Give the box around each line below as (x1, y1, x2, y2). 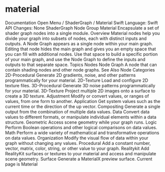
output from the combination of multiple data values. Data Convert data (5, 108, 150, 114)
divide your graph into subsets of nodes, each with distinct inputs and (5, 35, 147, 41)
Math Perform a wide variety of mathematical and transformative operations (5, 130, 160, 136)
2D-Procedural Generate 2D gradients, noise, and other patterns (5, 72, 136, 78)
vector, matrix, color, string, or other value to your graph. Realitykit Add (5, 145, 149, 151)
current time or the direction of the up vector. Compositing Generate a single (5, 103, 161, 109)
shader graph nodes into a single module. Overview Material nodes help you (5, 30, 160, 36)
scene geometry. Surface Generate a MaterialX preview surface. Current (5, 156, 153, 162)
